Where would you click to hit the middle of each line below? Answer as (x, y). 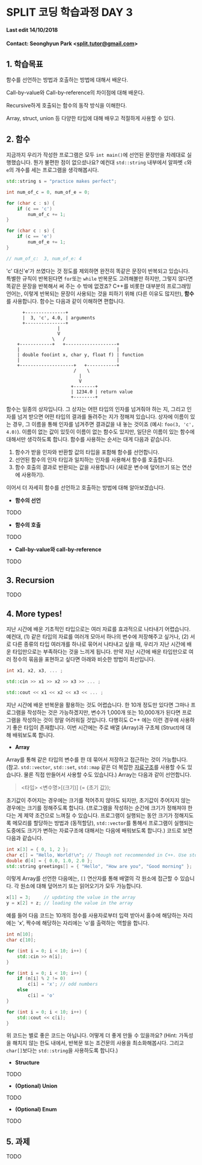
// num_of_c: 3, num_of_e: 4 (44, 258)
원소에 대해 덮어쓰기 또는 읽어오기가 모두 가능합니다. (81, 886)
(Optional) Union (36, 1086)
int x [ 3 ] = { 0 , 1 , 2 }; (37, 849)
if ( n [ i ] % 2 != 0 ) (41, 978)
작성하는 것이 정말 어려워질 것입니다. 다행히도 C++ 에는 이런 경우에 (100, 720)
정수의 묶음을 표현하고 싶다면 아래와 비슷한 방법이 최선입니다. (84, 659)
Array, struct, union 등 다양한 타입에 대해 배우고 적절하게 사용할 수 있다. (91, 118)
